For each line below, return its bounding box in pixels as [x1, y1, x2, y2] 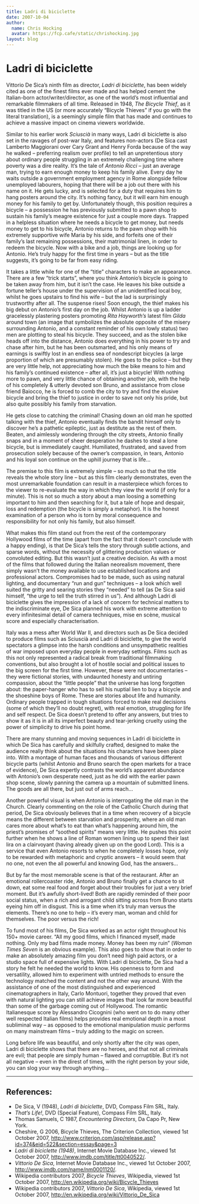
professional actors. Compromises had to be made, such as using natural [6, 573, 185, 580]
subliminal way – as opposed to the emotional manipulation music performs [6, 1021, 190, 1029]
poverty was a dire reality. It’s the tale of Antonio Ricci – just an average [6, 162, 181, 169]
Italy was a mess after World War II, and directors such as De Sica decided [6, 629, 188, 636]
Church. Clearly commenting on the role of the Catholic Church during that [6, 803, 188, 810]
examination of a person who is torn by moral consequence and [6, 511, 162, 519]
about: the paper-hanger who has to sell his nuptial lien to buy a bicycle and [6, 685, 191, 692]
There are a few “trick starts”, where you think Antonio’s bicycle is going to [6, 274, 188, 282]
